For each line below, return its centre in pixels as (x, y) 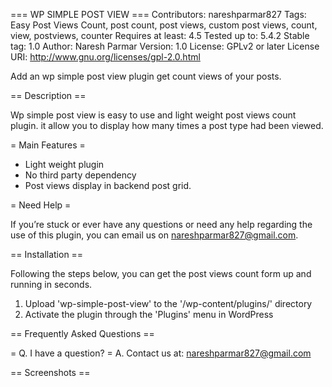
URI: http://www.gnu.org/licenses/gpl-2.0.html (105, 57)
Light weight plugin (64, 164)
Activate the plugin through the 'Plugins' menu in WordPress (149, 314)
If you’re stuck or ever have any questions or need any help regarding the (161, 224)
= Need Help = (41, 205)
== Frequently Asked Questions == (82, 333)
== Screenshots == (50, 372)
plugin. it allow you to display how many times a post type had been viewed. (167, 125)
